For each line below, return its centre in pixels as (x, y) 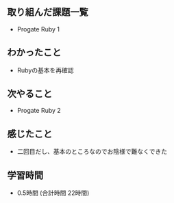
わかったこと (34, 52)
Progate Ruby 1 (38, 29)
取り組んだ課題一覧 (48, 12)
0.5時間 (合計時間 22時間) (53, 193)
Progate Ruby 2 (39, 111)
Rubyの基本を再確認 (45, 70)
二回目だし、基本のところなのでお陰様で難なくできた (92, 152)
